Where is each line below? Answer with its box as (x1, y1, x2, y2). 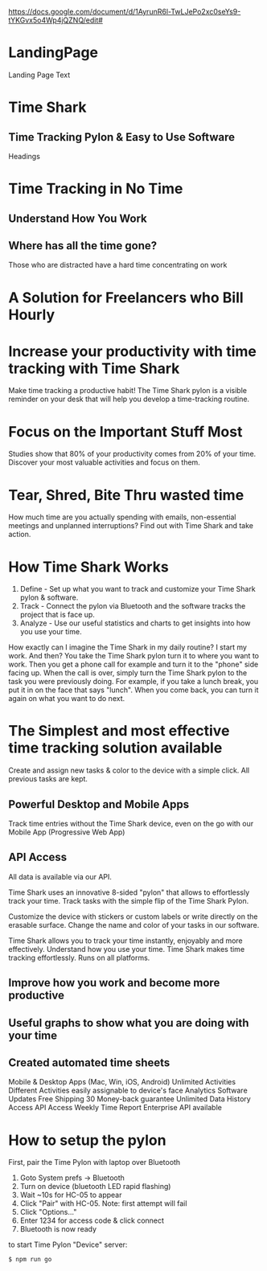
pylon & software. (19, 592, 79, 602)
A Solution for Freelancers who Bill (8, 289, 244, 306)
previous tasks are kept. (8, 774, 88, 784)
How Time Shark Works (8, 558, 169, 576)
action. (8, 530, 31, 539)
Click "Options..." (19, 1207, 77, 1217)
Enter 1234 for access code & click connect (19, 1216, 165, 1225)
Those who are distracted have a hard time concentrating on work (8, 260, 228, 270)
